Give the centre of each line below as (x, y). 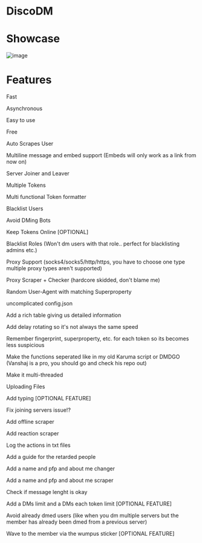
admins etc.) (22, 250)
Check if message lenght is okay (47, 492)
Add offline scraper (30, 422)
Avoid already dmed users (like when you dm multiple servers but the (93, 516)
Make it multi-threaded (35, 375)
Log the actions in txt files (38, 445)
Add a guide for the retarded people (51, 457)
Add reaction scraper (33, 434)
